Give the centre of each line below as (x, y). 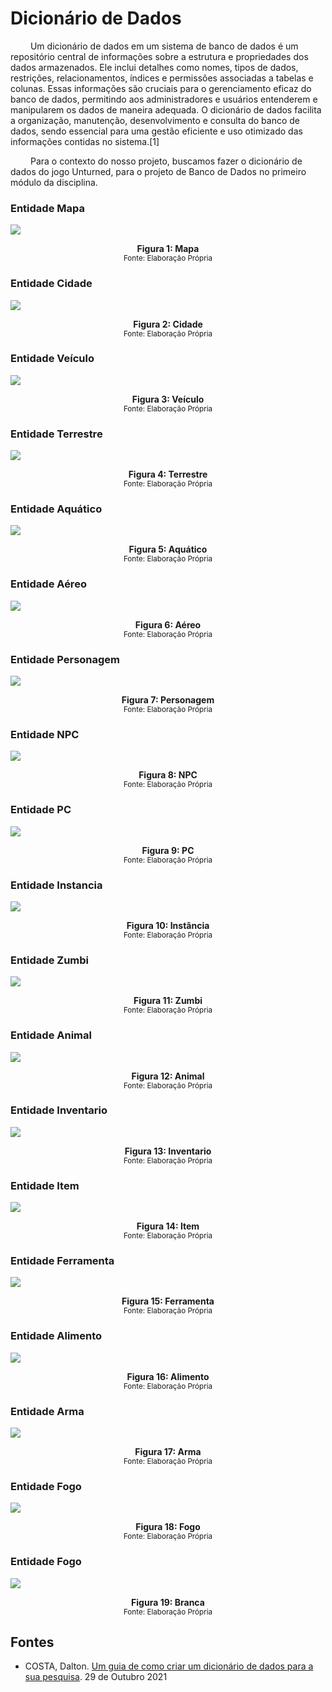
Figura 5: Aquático (168, 549)
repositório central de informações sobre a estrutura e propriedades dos (159, 56)
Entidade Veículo (52, 359)
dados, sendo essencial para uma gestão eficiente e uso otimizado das (156, 131)
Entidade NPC (45, 734)
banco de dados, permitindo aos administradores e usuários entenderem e (164, 99)
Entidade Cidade (51, 284)
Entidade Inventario (59, 1110)
